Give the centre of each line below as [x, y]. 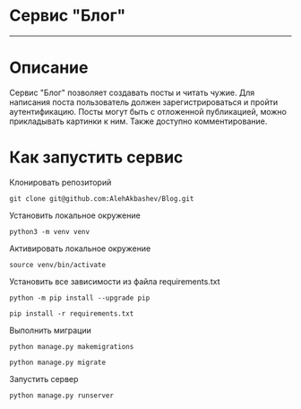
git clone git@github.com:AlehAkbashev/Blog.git [102, 198]
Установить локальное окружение [75, 215]
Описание [49, 68]
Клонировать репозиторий [60, 182]
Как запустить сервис [96, 157]
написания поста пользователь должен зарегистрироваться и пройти [144, 102]
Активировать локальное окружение [80, 248]
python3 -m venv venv [50, 231]
